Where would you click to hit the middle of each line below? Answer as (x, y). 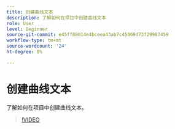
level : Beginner (27, 29)
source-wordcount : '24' (37, 46)
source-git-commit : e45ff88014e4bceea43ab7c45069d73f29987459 (87, 35)
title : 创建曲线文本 (30, 12)
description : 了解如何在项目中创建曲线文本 (56, 18)
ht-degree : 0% (25, 52)
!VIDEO (30, 119)
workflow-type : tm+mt (34, 40)
